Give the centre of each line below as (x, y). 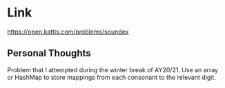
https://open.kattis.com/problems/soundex (68, 32)
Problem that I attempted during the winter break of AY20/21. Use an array (113, 69)
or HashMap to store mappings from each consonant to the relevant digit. (111, 77)
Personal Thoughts (49, 53)
